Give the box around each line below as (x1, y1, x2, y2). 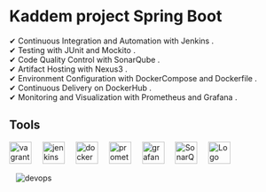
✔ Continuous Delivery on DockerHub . (9, 82, 153, 93)
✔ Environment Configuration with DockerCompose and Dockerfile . (9, 73, 257, 83)
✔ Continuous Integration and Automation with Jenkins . (9, 35, 215, 46)
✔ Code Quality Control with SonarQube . (9, 54, 160, 65)
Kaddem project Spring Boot (9, 6, 223, 27)
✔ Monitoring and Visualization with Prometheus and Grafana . (9, 91, 238, 103)
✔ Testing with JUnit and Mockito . (9, 44, 136, 55)
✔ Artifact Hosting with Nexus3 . (9, 64, 129, 74)
